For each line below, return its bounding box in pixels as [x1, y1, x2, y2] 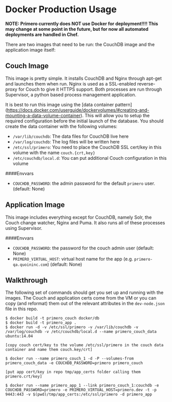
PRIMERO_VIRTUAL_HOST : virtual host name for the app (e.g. [12, 256, 133, 262]
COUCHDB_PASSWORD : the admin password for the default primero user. [12, 180, 155, 186]
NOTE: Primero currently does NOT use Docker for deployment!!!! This [5, 20, 159, 27]
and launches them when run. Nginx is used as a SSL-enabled [5, 80, 137, 87]
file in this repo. [5, 306, 38, 312]
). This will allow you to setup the [80, 112, 150, 118]
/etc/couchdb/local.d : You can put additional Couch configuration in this [12, 155, 167, 161]
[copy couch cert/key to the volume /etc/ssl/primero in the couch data [5, 343, 164, 348]
